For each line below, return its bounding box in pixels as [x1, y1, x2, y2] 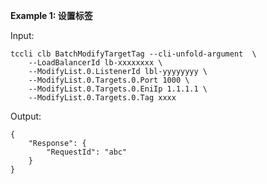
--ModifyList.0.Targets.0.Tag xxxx [28, 93, 177, 103]
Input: [10, 30, 35, 41]
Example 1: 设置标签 [10, 10, 93, 21]
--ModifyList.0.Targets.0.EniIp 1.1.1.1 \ [28, 84, 208, 94]
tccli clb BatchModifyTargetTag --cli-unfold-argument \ [10, 49, 257, 59]
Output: [10, 110, 42, 122]
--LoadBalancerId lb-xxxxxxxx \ [28, 58, 163, 68]
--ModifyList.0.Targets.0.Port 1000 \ [28, 75, 190, 85]
